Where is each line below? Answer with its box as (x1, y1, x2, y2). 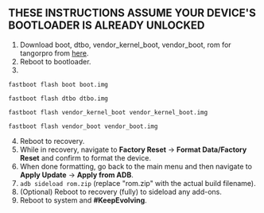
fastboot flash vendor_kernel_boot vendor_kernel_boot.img (8, 108, 208, 116)
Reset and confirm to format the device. (19, 153, 151, 162)
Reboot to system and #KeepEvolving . (19, 195, 147, 205)
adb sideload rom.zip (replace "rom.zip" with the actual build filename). (19, 178, 256, 188)
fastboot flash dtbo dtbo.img (8, 95, 109, 103)
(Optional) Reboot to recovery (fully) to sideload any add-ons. (19, 187, 223, 196)
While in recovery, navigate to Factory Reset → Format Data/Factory (19, 145, 247, 154)
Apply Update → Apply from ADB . (19, 170, 134, 180)
